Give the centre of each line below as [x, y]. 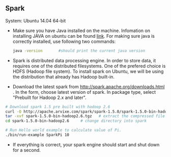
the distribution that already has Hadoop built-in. [63, 76]
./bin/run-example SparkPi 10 [37, 135]
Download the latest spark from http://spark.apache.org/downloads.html [89, 87]
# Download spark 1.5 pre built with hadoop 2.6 [58, 107]
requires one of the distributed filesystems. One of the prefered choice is [89, 66]
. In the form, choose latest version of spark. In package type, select [84, 92]
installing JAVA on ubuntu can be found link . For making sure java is [84, 36]
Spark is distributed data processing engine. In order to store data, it [84, 60]
